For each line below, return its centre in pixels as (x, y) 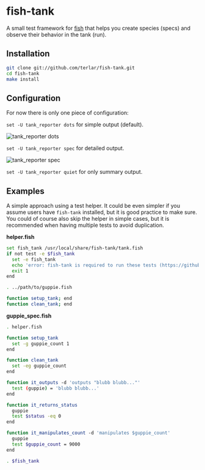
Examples (25, 191)
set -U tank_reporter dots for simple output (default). (75, 125)
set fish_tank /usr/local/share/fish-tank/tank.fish (75, 248)
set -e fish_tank (34, 259)
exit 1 (20, 271)
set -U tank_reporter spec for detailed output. (65, 148)
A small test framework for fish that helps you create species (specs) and (99, 28)
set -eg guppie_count (39, 366)
